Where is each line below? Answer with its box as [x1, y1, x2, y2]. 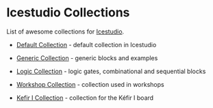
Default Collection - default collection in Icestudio [16, 40, 157, 49]
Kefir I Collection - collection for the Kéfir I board [16, 94, 154, 102]
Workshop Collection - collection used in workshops [16, 80, 165, 88]
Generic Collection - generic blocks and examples [16, 53, 158, 62]
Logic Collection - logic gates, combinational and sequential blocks [16, 67, 206, 75]
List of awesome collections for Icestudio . [6, 27, 125, 36]
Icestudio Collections [6, 5, 130, 21]
